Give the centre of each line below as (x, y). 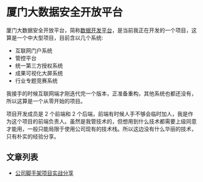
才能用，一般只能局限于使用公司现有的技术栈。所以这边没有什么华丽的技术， (101, 129)
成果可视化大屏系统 (39, 73)
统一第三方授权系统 (39, 65)
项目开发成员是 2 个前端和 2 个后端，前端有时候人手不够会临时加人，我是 (97, 114)
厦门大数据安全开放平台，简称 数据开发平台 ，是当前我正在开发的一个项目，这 (101, 30)
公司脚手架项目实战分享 (44, 173)
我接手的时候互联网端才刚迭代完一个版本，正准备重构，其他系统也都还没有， (101, 93)
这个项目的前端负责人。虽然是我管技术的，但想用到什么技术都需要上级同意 (104, 121)
